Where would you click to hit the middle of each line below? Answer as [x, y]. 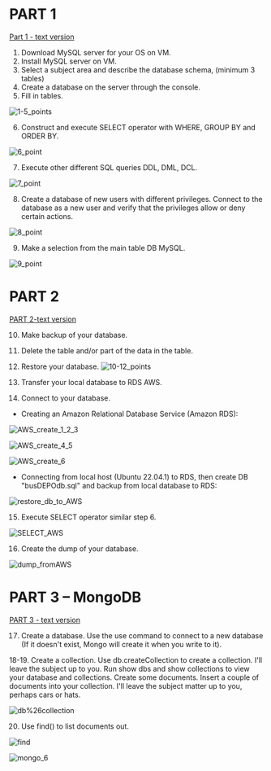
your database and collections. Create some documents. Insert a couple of [134, 677]
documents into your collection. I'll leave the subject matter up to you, [126, 686]
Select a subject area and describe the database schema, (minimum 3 [138, 69]
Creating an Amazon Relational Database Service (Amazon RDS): [129, 414]
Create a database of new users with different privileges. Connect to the [142, 199]
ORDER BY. [40, 136]
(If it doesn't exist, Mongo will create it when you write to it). [121, 644]
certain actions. [47, 216]
